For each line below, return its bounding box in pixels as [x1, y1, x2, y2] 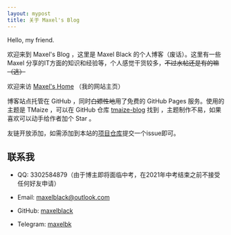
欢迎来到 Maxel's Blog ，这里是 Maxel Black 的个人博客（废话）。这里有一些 [7, 50, 221, 58]
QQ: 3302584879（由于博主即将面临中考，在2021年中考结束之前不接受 [17, 171, 221, 179]
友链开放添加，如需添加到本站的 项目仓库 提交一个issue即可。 [7, 129, 180, 137]
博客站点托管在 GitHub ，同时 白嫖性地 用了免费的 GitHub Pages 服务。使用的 [7, 96, 225, 105]
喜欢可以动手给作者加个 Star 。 [7, 114, 95, 122]
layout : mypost [7, 10, 51, 17]
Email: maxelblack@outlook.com [17, 193, 110, 202]
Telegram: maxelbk [17, 220, 72, 229]
